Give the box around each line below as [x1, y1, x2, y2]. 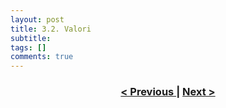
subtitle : [10, 33, 52, 43]
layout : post [10, 14, 65, 25]
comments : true [10, 52, 74, 62]
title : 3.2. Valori [10, 24, 92, 34]
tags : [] [10, 42, 47, 53]
